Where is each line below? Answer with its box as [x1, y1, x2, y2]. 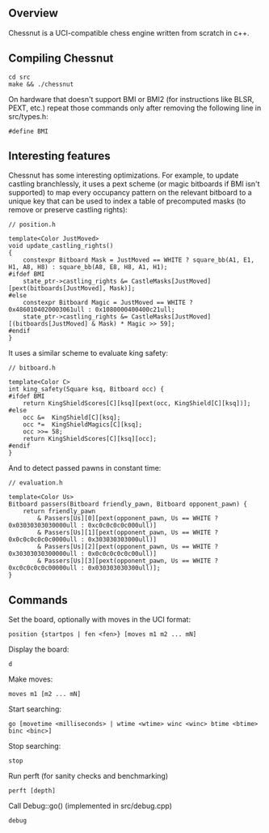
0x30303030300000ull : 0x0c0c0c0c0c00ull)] [8, 550, 158, 558]
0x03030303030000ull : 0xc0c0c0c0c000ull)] [8, 522, 158, 530]
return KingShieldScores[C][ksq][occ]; [23, 435, 158, 443]
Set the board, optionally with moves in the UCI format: [8, 615, 191, 625]
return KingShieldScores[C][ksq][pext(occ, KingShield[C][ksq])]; [23, 399, 251, 408]
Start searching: [8, 704, 62, 714]
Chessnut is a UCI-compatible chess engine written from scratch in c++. [8, 28, 250, 37]
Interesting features [8, 149, 111, 163]
